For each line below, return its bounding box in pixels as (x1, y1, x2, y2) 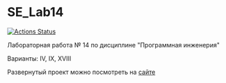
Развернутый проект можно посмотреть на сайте (7, 68, 156, 76)
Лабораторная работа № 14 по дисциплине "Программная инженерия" (7, 40, 220, 49)
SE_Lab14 (7, 4, 64, 20)
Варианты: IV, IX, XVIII (7, 54, 72, 63)
